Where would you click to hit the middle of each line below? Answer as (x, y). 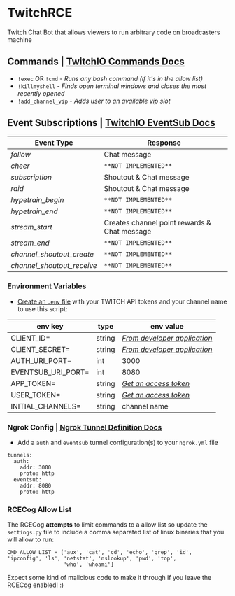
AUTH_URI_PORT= (41, 360)
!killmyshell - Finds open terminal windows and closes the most (112, 86)
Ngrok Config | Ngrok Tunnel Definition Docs (85, 427)
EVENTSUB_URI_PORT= (50, 372)
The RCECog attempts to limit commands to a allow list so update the (107, 525)
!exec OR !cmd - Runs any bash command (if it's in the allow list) (110, 78)
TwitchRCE (40, 13)
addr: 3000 (36, 468)
